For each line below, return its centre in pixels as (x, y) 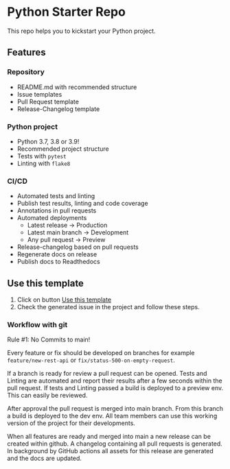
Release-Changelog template (58, 109)
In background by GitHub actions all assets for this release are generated (111, 451)
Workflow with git (37, 324)
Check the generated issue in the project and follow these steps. (108, 307)
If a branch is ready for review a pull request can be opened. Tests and (107, 374)
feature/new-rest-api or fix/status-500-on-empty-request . (91, 360)
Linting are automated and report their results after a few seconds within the (115, 381)
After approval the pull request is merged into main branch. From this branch (115, 409)
